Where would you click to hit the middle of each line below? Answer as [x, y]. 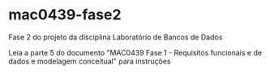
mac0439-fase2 [65, 15]
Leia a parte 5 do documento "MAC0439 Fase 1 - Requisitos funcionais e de [135, 52]
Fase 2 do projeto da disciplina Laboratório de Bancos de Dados [116, 37]
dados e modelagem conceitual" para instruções [90, 61]
